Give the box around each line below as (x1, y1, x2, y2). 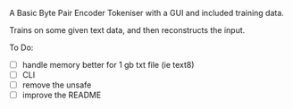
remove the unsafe (21, 80, 92, 90)
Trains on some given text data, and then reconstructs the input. (9, 25, 246, 35)
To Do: (9, 42, 34, 53)
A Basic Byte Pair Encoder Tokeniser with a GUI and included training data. (9, 8, 284, 18)
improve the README (21, 89, 102, 101)
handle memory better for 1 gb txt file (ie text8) (21, 60, 195, 70)
